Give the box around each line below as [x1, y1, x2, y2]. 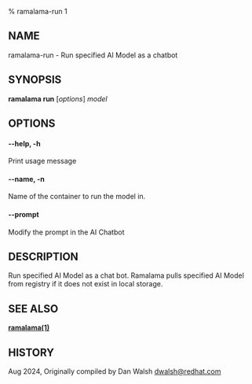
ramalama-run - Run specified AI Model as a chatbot [8, 50, 178, 60]
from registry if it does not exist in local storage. [8, 279, 163, 289]
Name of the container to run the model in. [8, 192, 146, 201]
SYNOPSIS [8, 73, 62, 87]
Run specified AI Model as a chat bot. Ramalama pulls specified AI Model [8, 271, 245, 280]
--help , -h [8, 138, 41, 148]
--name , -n [8, 174, 45, 183]
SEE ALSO [8, 302, 59, 316]
